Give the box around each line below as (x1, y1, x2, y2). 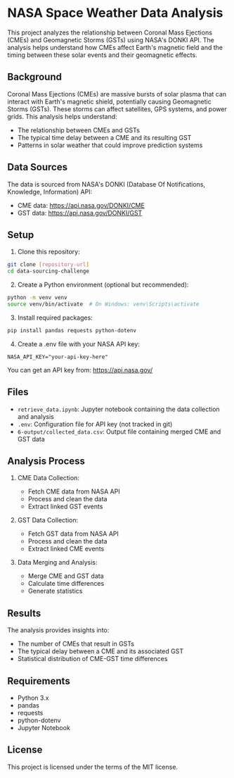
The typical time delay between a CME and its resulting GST (17, 133, 192, 142)
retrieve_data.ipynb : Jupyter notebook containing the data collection (17, 405, 220, 413)
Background (7, 71, 62, 83)
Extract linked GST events (27, 502, 103, 511)
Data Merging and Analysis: (17, 558, 98, 567)
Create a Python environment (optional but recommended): (17, 280, 189, 289)
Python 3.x (17, 694, 49, 702)
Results (7, 607, 41, 619)
